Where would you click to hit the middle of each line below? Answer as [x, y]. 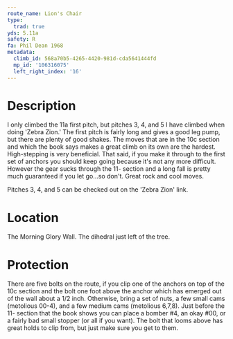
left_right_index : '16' [48, 71]
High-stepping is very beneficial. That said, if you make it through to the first [116, 154]
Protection [38, 265]
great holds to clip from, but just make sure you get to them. [93, 328]
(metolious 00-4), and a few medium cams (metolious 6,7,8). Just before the [116, 306]
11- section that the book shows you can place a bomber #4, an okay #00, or [116, 313]
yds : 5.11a [23, 33]
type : [15, 20]
